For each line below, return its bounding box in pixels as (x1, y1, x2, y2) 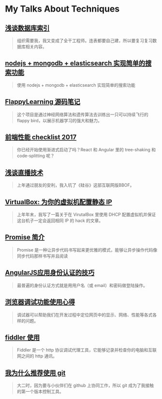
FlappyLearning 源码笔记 (5, 98, 81, 106)
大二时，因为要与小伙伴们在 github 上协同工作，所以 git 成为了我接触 (16, 383, 154, 388)
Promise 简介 (5, 233, 45, 241)
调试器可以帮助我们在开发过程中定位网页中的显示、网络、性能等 (16, 312, 144, 318)
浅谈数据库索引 (5, 24, 50, 32)
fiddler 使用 (5, 333, 40, 341)
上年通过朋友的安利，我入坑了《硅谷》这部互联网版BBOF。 (16, 182, 134, 188)
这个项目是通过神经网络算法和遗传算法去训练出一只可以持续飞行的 (16, 112, 148, 117)
